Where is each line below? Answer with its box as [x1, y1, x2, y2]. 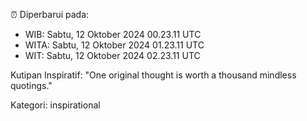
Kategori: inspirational [10, 99, 101, 111]
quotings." [10, 80, 53, 91]
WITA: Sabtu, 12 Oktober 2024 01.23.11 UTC [24, 39, 205, 51]
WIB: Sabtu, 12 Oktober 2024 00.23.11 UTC [24, 29, 202, 40]
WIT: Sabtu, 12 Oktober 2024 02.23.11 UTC [24, 50, 201, 61]
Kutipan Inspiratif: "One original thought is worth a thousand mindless [10, 69, 297, 81]
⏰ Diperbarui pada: [10, 9, 90, 20]
